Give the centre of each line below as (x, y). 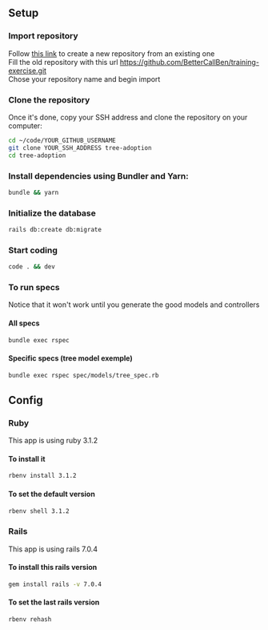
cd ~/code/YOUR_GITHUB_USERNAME (62, 140)
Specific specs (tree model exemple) (71, 358)
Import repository (43, 36)
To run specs (34, 288)
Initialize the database (52, 213)
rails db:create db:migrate (55, 230)
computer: (25, 125)
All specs (24, 323)
